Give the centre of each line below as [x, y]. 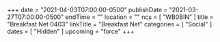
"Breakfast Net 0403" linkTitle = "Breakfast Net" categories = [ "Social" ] [110, 24]
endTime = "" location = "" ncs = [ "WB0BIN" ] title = [139, 17]
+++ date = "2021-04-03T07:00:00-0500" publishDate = [87, 10]
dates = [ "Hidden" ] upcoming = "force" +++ [71, 31]
